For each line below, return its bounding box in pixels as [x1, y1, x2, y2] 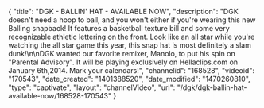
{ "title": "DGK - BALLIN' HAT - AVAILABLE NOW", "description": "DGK [8, 7, 239, 16]
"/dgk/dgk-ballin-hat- [177, 83, 247, 92]
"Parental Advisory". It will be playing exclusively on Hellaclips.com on [8, 57, 239, 67]
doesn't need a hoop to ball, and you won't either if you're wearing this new [8, 15, 256, 25]
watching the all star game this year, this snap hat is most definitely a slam [8, 40, 252, 50]
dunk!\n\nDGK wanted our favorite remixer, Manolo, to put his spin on [8, 49, 236, 58]
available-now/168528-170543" [8, 91, 112, 100]
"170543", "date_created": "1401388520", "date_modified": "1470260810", [8, 75, 250, 83]
